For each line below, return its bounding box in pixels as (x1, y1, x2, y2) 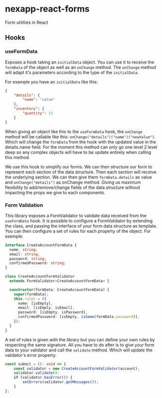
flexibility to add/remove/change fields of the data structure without (5, 184, 141, 190)
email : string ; (9, 251, 40, 257)
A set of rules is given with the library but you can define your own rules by (5, 336, 155, 343)
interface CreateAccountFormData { (5, 243, 77, 248)
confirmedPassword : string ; (9, 261, 66, 265)
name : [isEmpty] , (17, 301, 53, 306)
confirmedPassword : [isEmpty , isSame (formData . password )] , (17, 315, 140, 319)
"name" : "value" (22, 97, 55, 102)
